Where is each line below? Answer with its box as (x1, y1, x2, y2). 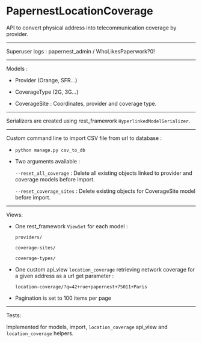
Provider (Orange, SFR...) (14, 76, 78, 83)
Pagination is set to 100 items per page (14, 294, 111, 302)
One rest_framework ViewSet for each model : (14, 222, 128, 229)
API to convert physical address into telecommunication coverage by (6, 24, 177, 31)
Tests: (6, 311, 22, 319)
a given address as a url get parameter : (14, 272, 114, 279)
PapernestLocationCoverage (6, 4, 153, 18)
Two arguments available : (14, 157, 80, 165)
